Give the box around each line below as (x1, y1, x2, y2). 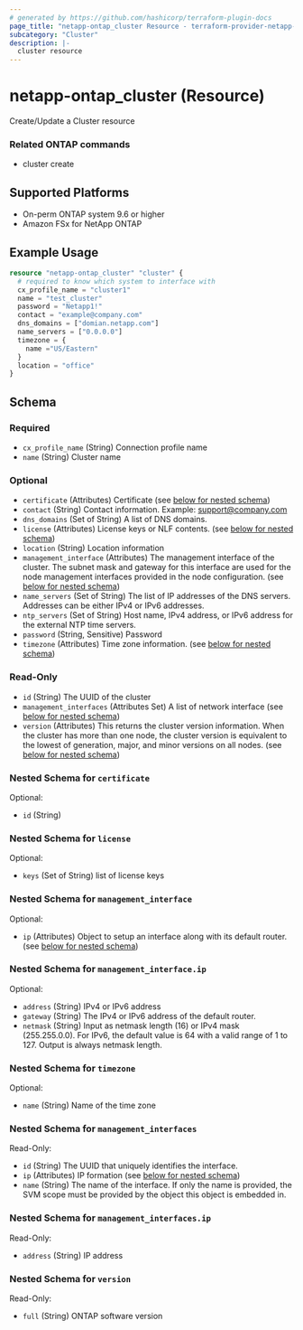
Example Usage (9, 245, 99, 260)
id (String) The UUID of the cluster (22, 691, 151, 702)
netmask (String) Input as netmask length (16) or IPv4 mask (22, 1020, 241, 1031)
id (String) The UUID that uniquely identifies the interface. (22, 1160, 239, 1171)
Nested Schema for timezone (9, 1062, 136, 1074)
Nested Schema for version (9, 1272, 132, 1285)
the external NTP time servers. (22, 620, 137, 631)
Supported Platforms (9, 184, 130, 200)
